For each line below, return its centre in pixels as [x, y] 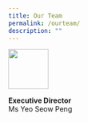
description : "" [35, 31]
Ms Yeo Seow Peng [40, 109]
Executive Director [40, 100]
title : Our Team [35, 16]
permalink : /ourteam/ [44, 23]
